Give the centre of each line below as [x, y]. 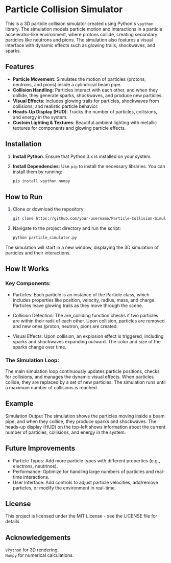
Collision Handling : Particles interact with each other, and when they [85, 90]
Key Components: [28, 284]
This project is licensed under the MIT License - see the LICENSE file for [81, 516]
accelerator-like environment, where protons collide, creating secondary [81, 34]
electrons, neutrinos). [35, 466]
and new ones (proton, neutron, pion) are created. [65, 326]
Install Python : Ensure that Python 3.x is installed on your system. [82, 156]
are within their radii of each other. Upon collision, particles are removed [89, 321]
